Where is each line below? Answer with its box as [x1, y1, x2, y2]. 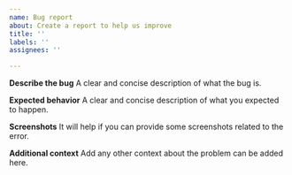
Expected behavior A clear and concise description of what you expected [9, 95, 280, 106]
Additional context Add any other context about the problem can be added [9, 148, 284, 159]
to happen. [9, 104, 49, 115]
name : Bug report [9, 12, 73, 22]
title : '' [9, 29, 46, 38]
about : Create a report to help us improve [9, 21, 173, 30]
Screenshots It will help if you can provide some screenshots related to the [9, 121, 284, 133]
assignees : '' [9, 46, 62, 55]
